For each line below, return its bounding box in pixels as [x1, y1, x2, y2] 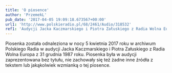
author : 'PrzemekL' [5, 12, 47, 17]
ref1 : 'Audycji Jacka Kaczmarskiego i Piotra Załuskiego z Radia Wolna [5, 27, 161, 32]
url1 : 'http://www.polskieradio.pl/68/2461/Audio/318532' [5, 21, 132, 27]
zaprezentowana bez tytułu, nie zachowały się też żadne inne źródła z [5, 57, 154, 63]
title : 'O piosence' [5, 7, 50, 13]
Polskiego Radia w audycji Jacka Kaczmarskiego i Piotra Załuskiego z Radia [5, 46, 165, 52]
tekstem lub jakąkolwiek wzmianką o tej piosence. [5, 62, 111, 68]
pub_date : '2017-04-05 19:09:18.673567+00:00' [5, 17, 106, 22]
